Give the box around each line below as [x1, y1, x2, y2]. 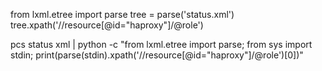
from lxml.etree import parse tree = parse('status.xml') [10, 9, 235, 20]
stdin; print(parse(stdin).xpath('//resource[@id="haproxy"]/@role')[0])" [10, 49, 304, 61]
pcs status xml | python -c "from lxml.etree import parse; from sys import [10, 39, 313, 50]
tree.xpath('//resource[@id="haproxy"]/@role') [10, 19, 204, 31]
